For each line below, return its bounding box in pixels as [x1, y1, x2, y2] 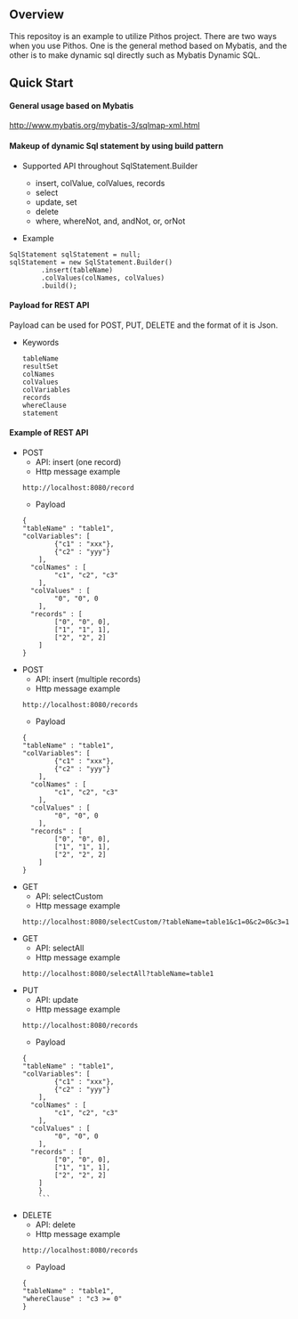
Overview [9, 7, 65, 22]
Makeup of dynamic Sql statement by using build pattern [9, 141, 224, 151]
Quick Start [9, 76, 74, 91]
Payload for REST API [9, 300, 90, 311]
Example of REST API [9, 427, 89, 438]
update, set [35, 196, 77, 208]
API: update [35, 995, 78, 1006]
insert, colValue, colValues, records [35, 177, 165, 188]
